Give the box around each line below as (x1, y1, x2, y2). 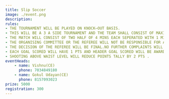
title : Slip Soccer (5, 7, 46, 12)
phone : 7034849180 (18, 68, 57, 73)
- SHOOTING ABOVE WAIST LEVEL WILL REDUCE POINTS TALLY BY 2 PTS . (5, 53, 150, 59)
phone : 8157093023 (18, 77, 57, 82)
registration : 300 (5, 86, 44, 91)
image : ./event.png (5, 12, 46, 17)
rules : (5, 21, 19, 26)
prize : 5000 (5, 81, 30, 86)
